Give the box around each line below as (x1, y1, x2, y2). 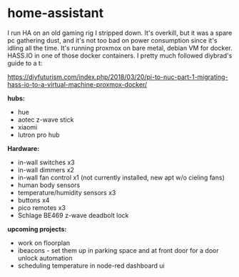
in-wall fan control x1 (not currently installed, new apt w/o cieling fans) (17, 173, 225, 182)
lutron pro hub (17, 130, 60, 139)
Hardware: (7, 144, 40, 152)
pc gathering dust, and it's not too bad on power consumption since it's (7, 36, 218, 44)
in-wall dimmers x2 (17, 165, 75, 174)
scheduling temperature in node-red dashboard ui (17, 261, 166, 270)
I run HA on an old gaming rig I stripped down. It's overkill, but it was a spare (7, 28, 233, 37)
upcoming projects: (7, 224, 67, 233)
